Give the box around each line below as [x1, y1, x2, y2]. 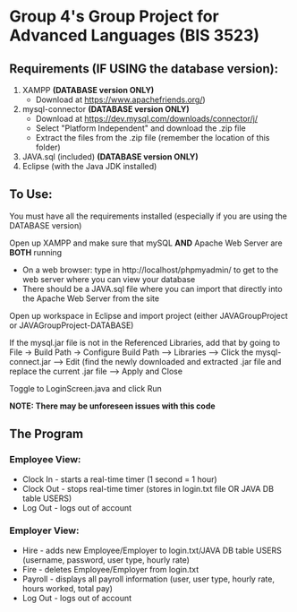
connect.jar [9, 356, 52, 366]
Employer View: [9, 524, 80, 537]
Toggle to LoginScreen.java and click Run [9, 383, 163, 393]
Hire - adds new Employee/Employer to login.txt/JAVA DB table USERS [21, 545, 282, 556]
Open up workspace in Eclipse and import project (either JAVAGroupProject [9, 310, 288, 321]
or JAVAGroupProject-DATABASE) [9, 320, 134, 331]
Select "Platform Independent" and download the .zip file [35, 123, 246, 134]
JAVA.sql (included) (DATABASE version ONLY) [21, 151, 199, 162]
